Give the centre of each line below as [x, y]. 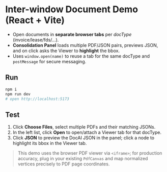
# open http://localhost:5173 [37, 99]
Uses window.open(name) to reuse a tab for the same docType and [81, 56]
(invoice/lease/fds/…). [36, 40]
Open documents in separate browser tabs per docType [72, 34]
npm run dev [18, 94]
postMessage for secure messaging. [49, 61]
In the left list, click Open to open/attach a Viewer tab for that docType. [87, 132]
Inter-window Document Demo [72, 9]
